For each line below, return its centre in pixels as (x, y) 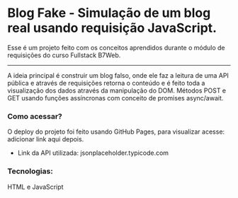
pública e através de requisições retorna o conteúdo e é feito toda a (106, 83)
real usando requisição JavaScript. (112, 28)
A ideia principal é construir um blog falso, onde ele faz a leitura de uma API (118, 75)
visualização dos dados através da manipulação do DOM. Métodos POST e (117, 91)
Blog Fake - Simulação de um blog (109, 13)
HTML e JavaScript (35, 187)
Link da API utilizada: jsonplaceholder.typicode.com (93, 153)
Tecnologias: (30, 171)
